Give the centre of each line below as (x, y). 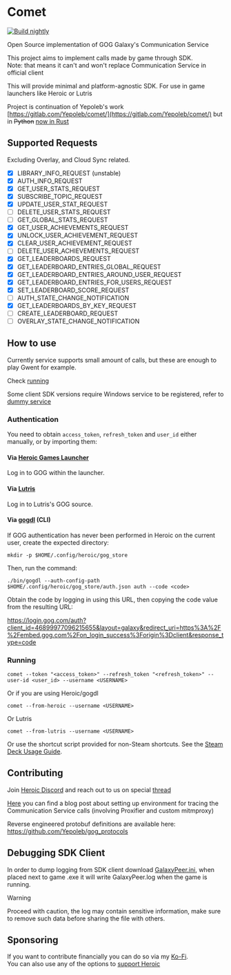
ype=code (22, 642)
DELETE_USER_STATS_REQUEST (64, 212)
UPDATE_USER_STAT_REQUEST (62, 204)
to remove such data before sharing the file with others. (86, 918)
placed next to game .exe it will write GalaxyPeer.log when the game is (107, 877)
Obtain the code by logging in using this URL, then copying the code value (113, 599)
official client (25, 73)
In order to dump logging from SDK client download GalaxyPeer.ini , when (111, 869)
